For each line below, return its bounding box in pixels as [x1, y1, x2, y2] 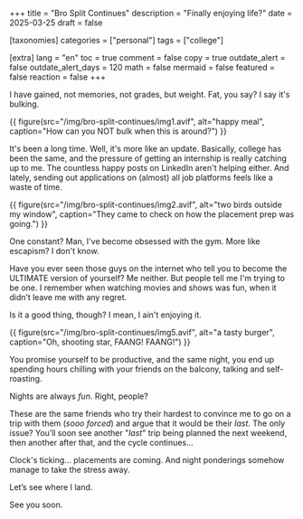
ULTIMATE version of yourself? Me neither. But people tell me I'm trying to [9, 273, 285, 283]
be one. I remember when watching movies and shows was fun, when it [9, 282, 278, 293]
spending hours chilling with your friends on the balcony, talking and [9, 363, 265, 374]
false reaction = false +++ [9, 71, 107, 82]
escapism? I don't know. [9, 246, 99, 256]
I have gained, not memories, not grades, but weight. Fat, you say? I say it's [9, 90, 290, 99]
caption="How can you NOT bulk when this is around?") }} [9, 126, 228, 137]
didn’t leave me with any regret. [9, 292, 128, 302]
